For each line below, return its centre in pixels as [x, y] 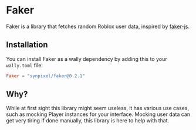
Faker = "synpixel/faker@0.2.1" [45, 76]
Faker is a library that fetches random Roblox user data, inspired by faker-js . [98, 26]
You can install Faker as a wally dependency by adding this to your [87, 59]
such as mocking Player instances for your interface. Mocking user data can [98, 114]
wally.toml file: [24, 65]
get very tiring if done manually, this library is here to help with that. [88, 121]
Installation [27, 45]
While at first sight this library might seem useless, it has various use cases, [98, 108]
